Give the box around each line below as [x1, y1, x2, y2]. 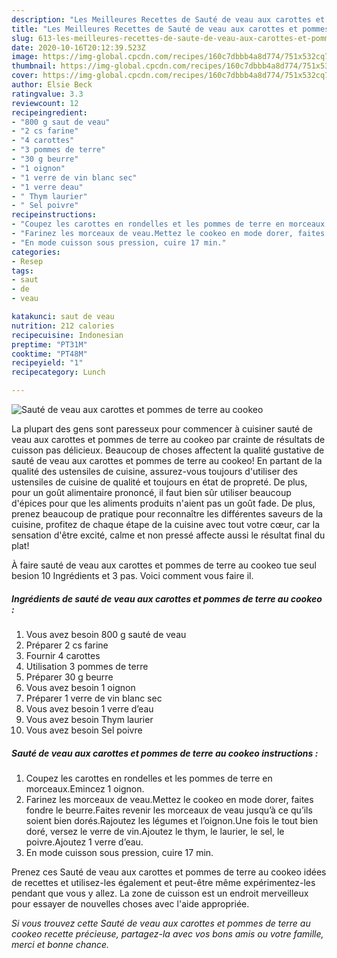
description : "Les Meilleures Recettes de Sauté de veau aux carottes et [11, 14, 326, 25]
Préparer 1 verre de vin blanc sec [25, 692, 163, 704]
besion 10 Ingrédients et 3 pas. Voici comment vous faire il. [11, 570, 254, 581]
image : [11, 52, 39, 62]
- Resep [11, 256, 44, 266]
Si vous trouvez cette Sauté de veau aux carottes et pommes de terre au [11, 917, 311, 929]
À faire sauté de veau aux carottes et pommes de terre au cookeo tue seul [11, 559, 317, 571]
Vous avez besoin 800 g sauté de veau [25, 628, 187, 640]
